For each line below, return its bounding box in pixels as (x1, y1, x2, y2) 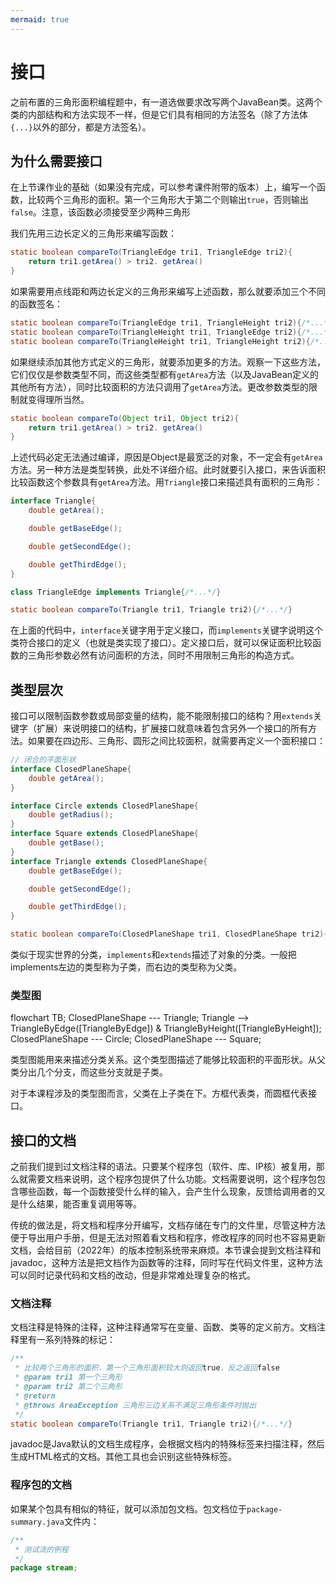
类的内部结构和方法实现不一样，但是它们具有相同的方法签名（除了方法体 (10, 108, 308, 120)
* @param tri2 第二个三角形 (14, 1382, 123, 1392)
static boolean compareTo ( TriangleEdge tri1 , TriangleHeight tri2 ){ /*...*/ (10, 318, 333, 328)
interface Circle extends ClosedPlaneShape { (10, 801, 199, 811)
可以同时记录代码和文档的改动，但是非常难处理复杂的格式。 (10, 1269, 256, 1281)
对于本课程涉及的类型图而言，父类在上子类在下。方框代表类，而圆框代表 (10, 1087, 308, 1100)
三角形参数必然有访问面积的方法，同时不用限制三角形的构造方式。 (27, 649, 300, 661)
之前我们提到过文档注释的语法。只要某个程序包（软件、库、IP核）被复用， (10, 1161, 317, 1173)
